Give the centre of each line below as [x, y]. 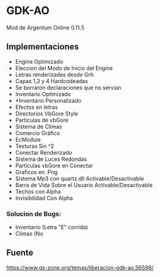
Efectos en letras [36, 107]
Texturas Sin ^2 [35, 146]
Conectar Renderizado [43, 152]
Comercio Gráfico [38, 133]
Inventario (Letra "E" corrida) [52, 227]
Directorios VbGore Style [46, 113]
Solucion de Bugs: [34, 213]
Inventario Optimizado [43, 94]
